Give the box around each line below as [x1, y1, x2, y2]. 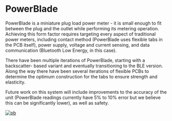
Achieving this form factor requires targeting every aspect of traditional [5, 31, 156, 37]
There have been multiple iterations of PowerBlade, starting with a [5, 57, 145, 63]
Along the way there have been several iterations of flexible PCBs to [5, 68, 149, 74]
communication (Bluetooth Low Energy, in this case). [5, 47, 117, 53]
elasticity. [5, 79, 26, 85]
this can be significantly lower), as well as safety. [5, 99, 109, 106]
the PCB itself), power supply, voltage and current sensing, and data [5, 42, 150, 48]
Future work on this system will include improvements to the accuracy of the [5, 89, 167, 95]
